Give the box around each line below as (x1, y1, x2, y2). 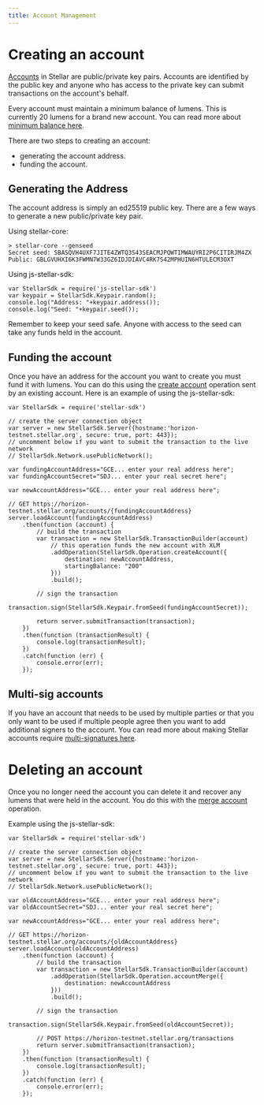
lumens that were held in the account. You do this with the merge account (8, 795, 248, 804)
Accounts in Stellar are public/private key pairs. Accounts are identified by (8, 72, 250, 81)
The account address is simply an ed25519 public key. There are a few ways (8, 203, 256, 213)
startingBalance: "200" (64, 562, 143, 570)
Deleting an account (8, 761, 143, 779)
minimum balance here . (8, 120, 84, 130)
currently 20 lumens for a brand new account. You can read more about (8, 112, 242, 121)
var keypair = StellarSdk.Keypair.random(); (8, 292, 157, 300)
